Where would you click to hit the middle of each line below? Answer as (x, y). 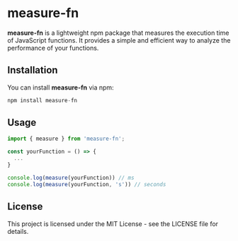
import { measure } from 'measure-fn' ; (66, 139)
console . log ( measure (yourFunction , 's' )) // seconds (87, 184)
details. (18, 231)
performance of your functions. (53, 48)
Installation (33, 70)
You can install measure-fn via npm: (61, 87)
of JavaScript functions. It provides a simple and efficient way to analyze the (119, 40)
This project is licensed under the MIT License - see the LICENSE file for (113, 224)
